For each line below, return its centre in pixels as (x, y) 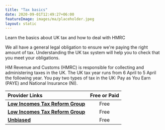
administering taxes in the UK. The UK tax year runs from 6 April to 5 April (81, 73)
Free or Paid (105, 96)
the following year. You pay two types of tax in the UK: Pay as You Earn (78, 78)
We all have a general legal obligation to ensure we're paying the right (77, 47)
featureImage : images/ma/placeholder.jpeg (50, 19)
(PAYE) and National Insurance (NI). (41, 83)
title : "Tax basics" (27, 10)
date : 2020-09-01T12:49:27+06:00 (40, 14)
